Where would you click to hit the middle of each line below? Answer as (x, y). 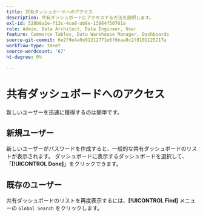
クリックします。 (82, 208)
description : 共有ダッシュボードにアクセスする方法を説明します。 (80, 18)
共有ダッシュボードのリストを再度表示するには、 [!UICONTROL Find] (92, 201)
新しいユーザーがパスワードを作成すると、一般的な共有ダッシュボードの (96, 149)
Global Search (36, 209)
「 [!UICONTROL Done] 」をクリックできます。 (64, 164)
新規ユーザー (30, 133)
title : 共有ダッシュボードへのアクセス (49, 12)
